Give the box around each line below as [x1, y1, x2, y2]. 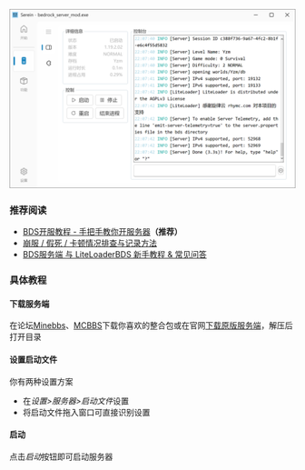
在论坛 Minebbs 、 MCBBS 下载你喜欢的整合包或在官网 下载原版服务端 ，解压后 [9, 320, 293, 331]
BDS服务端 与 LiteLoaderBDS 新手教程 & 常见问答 [22, 249, 207, 260]
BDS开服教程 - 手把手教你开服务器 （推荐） [22, 226, 183, 237]
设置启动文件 [9, 355, 57, 365]
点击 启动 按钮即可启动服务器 [9, 451, 113, 462]
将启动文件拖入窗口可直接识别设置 [22, 406, 151, 417]
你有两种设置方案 [9, 375, 74, 386]
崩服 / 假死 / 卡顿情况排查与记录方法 [22, 237, 157, 249]
